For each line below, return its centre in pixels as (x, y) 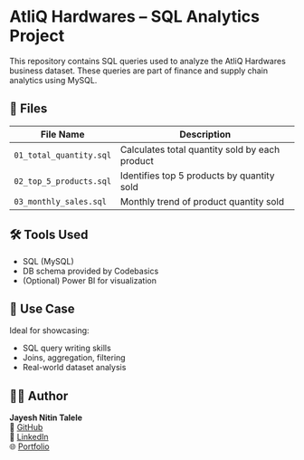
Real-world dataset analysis (74, 368)
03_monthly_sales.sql (60, 201)
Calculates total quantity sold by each (200, 149)
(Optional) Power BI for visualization (89, 280)
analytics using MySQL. (53, 80)
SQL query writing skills (66, 348)
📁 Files (28, 109)
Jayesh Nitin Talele (46, 417)
